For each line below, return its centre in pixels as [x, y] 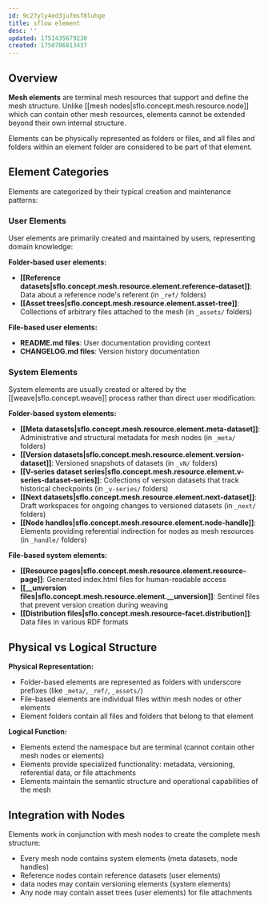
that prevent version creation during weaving [94, 605]
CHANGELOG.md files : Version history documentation [110, 351]
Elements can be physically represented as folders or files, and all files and [132, 138]
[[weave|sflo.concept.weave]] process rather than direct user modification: [132, 398]
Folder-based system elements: [62, 414]
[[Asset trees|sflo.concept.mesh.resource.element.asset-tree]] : [130, 303]
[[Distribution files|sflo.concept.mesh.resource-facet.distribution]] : [136, 613]
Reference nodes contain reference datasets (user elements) [120, 875]
